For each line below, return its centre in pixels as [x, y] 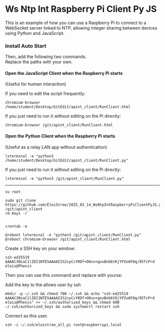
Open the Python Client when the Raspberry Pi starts [60, 136]
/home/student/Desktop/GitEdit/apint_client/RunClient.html [68, 107]
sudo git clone [21, 200]
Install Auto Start [26, 46]
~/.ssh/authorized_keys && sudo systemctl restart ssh [62, 306]
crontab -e [16, 226]
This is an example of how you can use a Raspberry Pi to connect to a [76, 23]
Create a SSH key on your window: [40, 248]
